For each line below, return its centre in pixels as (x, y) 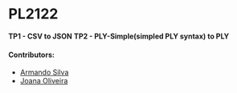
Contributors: (31, 55)
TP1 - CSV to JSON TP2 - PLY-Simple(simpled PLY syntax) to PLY (119, 36)
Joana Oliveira (44, 81)
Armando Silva (44, 72)
